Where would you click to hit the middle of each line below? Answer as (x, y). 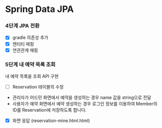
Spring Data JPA (39, 9)
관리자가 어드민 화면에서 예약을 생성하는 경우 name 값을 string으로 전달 (82, 97)
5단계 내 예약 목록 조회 (30, 64)
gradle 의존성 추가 (30, 37)
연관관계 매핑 (25, 50)
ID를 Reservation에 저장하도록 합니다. (49, 110)
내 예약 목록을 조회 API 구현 (32, 76)
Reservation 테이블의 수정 (38, 86)
